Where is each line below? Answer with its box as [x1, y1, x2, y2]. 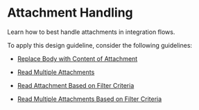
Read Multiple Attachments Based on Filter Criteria [17, 95, 162, 103]
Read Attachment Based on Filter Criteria [17, 81, 135, 89]
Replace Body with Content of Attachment [17, 54, 138, 63]
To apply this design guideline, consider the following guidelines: [7, 41, 193, 49]
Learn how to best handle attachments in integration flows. [7, 28, 175, 36]
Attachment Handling [7, 5, 133, 21]
